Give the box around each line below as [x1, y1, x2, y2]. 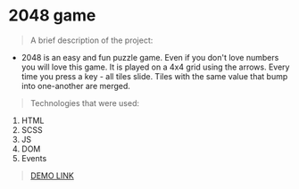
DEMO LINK [29, 170, 75, 181]
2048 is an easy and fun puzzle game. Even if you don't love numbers [21, 52, 279, 62]
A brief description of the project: [29, 35, 154, 45]
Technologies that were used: [29, 97, 140, 108]
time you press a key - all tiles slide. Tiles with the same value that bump [21, 70, 288, 81]
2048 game [8, 5, 96, 26]
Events [21, 152, 47, 163]
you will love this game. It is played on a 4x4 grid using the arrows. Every [21, 62, 290, 72]
